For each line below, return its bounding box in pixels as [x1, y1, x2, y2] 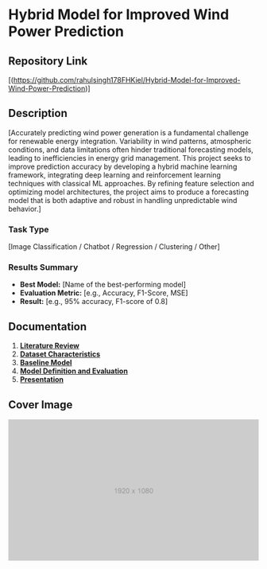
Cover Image [8, 398, 73, 411]
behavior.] [8, 204, 41, 213]
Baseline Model [19, 358, 72, 368]
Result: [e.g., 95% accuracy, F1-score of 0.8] [19, 297, 168, 306]
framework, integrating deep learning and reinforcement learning [8, 170, 221, 180]
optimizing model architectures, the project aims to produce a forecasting [8, 187, 249, 197]
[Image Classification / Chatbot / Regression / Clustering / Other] [8, 242, 220, 251]
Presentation [19, 375, 64, 384]
